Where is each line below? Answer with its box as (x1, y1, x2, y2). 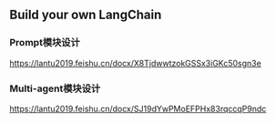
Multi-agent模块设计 (9, 82, 101, 95)
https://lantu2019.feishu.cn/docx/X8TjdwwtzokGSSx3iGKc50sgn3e (9, 57, 261, 68)
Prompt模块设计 (9, 36, 80, 49)
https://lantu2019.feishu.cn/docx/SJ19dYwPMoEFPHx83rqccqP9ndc (9, 103, 267, 114)
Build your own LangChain (9, 7, 162, 23)
